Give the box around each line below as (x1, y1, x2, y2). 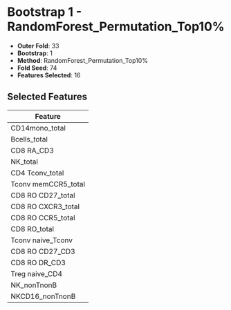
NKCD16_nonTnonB (10, 291, 76, 301)
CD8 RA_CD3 (10, 146, 54, 155)
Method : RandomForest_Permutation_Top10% (17, 56, 149, 64)
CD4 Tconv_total (10, 168, 64, 177)
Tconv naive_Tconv (10, 235, 73, 245)
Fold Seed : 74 (17, 64, 57, 72)
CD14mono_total (10, 123, 66, 133)
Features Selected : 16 (17, 70, 81, 79)
